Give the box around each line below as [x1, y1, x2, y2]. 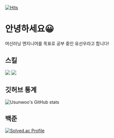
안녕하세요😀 [5, 24, 54, 34]
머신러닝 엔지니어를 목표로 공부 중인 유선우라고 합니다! [5, 40, 110, 46]
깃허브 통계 [5, 86, 37, 94]
